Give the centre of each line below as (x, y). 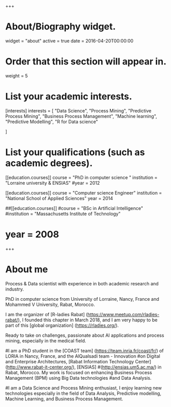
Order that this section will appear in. (86, 62)
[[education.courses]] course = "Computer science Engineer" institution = (84, 192)
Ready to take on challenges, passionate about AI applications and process (85, 335)
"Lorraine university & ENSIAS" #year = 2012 (53, 183)
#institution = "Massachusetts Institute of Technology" (63, 214)
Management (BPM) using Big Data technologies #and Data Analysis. (78, 378)
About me (27, 269)
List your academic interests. (69, 97)
